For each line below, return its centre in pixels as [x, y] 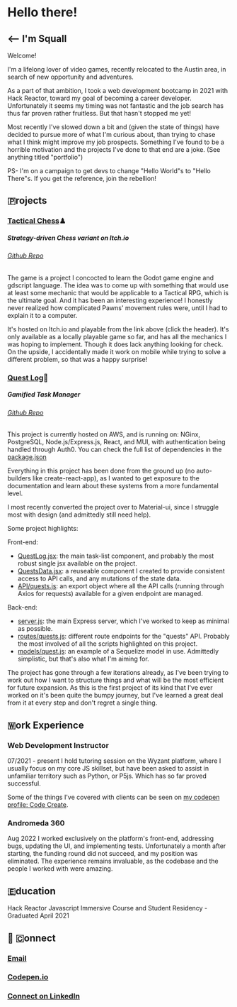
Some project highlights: [43, 529]
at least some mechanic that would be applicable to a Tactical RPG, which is [118, 292]
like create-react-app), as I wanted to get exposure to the [116, 478]
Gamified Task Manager [44, 395]
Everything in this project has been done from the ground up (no [101, 471]
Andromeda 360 [36, 823]
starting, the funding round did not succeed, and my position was [103, 854]
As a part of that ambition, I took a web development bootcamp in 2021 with [118, 90]
